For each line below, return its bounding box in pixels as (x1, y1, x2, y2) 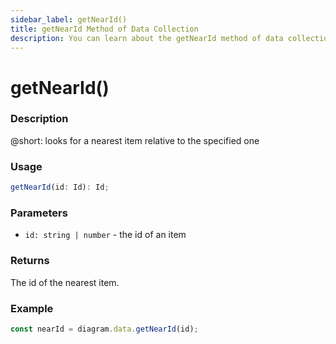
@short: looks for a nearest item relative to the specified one (10, 134, 260, 146)
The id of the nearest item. (10, 276, 120, 288)
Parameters (10, 206, 68, 220)
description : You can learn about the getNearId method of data (10, 33, 284, 43)
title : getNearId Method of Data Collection (10, 24, 199, 34)
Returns (10, 254, 50, 268)
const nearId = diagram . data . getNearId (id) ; (10, 324, 199, 334)
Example (10, 301, 54, 315)
